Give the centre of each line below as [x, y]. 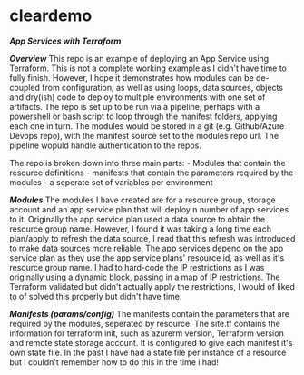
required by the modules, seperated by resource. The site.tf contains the [145, 323]
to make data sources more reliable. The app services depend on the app [147, 248]
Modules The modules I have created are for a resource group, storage [142, 200]
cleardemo [51, 16]
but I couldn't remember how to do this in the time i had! [114, 362]
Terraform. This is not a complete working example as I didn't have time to [148, 68]
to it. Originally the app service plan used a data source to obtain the [137, 219]
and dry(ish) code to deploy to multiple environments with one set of [137, 97]
